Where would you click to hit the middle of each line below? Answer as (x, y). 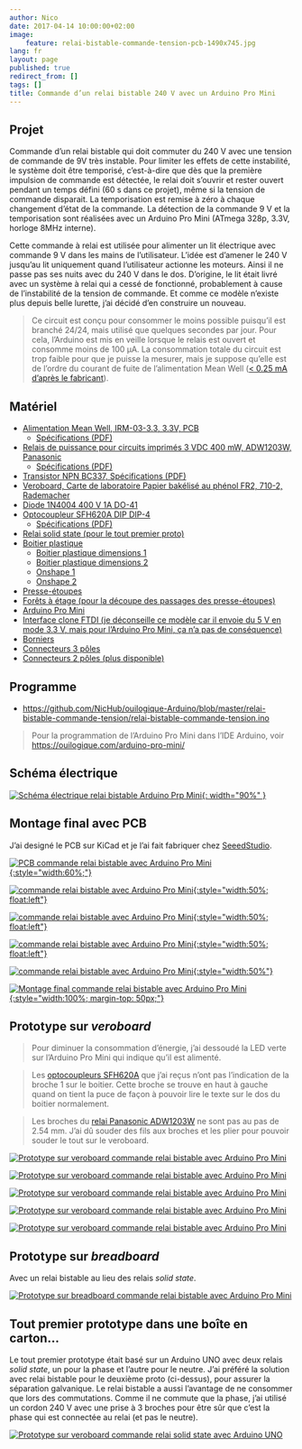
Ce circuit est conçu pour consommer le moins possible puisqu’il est (158, 320)
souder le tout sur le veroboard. (90, 1140)
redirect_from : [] (44, 77)
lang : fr (26, 51)
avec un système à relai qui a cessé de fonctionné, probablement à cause (146, 284)
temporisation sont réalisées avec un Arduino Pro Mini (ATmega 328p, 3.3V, (150, 218)
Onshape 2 (56, 582)
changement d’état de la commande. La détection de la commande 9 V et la (150, 209)
